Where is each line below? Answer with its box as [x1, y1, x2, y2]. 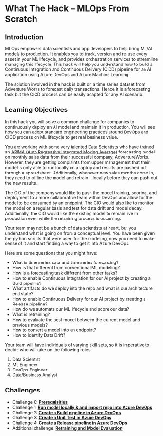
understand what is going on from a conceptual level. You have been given [5, 230, 155, 236]
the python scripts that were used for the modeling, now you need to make [5, 235, 155, 241]
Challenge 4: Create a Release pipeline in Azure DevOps [12, 420, 127, 426]
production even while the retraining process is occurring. [5, 216, 122, 221]
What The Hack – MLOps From [5, 3, 130, 14]
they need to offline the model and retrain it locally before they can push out [5, 174, 158, 181]
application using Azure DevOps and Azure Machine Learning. [5, 72, 130, 77]
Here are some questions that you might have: [5, 250, 98, 256]
